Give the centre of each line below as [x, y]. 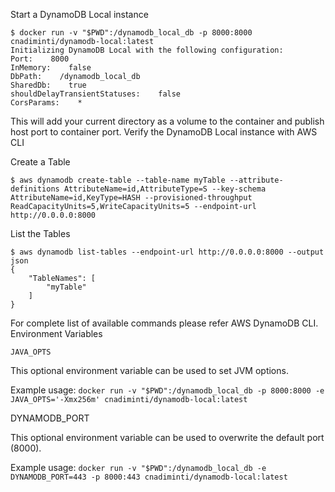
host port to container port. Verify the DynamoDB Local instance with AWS [164, 132]
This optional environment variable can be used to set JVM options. [149, 370]
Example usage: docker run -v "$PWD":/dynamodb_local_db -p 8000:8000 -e [167, 390]
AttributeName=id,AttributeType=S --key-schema [165, 189]
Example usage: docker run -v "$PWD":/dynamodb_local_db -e [138, 467]
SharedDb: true [48, 85]
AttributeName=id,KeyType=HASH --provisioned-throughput [131, 198]
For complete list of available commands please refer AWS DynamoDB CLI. [164, 323]
